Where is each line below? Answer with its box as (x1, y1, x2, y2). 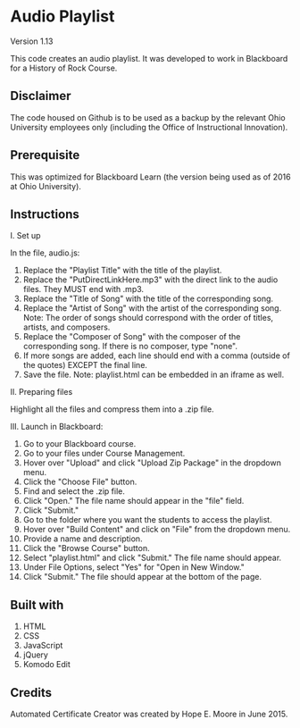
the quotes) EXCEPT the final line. (22, 360, 148, 371)
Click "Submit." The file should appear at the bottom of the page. (22, 572, 262, 582)
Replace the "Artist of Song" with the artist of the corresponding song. (22, 303, 282, 314)
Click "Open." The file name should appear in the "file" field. (22, 496, 245, 506)
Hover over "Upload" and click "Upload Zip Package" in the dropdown (22, 457, 282, 468)
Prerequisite (10, 147, 80, 163)
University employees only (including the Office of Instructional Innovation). (10, 121, 288, 132)
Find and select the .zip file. (22, 486, 126, 497)
